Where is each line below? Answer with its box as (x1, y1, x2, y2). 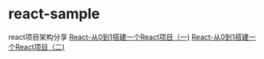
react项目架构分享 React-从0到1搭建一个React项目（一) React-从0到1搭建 (8, 32, 250, 41)
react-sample (8, 5, 100, 23)
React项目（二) (14, 41, 66, 52)
